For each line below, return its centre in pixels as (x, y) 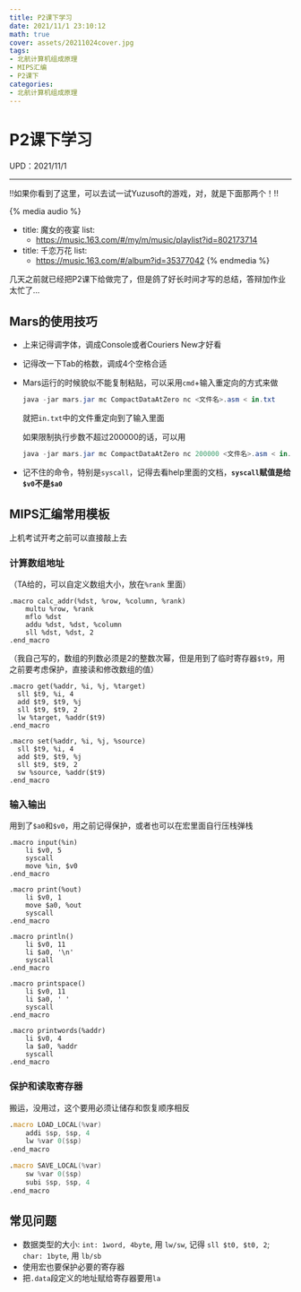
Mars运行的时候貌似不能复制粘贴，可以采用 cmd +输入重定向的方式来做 (150, 383)
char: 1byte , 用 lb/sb (62, 1255)
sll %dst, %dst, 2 (60, 633)
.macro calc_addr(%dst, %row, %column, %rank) (98, 601)
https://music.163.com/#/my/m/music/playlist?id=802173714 (146, 240)
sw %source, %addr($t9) (61, 773)
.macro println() (42, 937)
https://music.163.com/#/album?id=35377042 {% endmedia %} (153, 261)
